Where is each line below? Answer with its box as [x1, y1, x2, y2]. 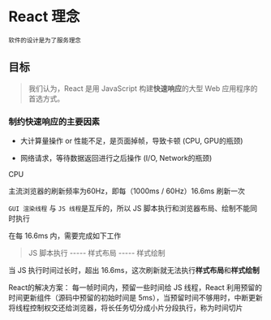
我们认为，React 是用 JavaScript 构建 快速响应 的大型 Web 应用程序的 [28, 83, 258, 93]
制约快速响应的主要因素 [8, 115, 100, 127]
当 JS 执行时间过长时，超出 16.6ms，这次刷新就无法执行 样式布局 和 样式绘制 [8, 266, 260, 275]
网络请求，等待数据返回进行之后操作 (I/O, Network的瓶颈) [19, 154, 213, 163]
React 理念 [8, 7, 80, 26]
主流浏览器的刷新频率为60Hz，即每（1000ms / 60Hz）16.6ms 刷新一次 [8, 186, 245, 196]
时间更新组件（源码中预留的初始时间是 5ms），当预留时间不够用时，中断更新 [8, 293, 263, 303]
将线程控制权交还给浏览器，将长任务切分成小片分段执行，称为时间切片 [8, 303, 243, 313]
